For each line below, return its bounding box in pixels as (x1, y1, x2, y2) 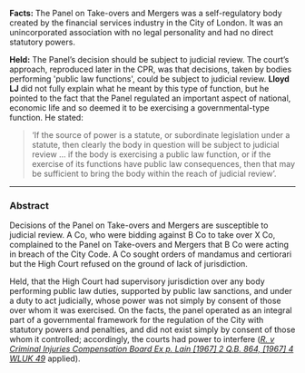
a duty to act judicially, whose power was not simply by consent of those (9, 295, 281, 307)
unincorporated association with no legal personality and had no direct (9, 27, 274, 37)
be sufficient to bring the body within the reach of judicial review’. (31, 168, 277, 179)
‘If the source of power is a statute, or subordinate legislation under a (31, 130, 290, 140)
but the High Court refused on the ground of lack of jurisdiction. (9, 259, 248, 270)
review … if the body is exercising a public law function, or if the (31, 149, 271, 160)
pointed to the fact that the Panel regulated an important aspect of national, (9, 93, 291, 103)
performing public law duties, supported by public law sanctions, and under (9, 286, 292, 297)
